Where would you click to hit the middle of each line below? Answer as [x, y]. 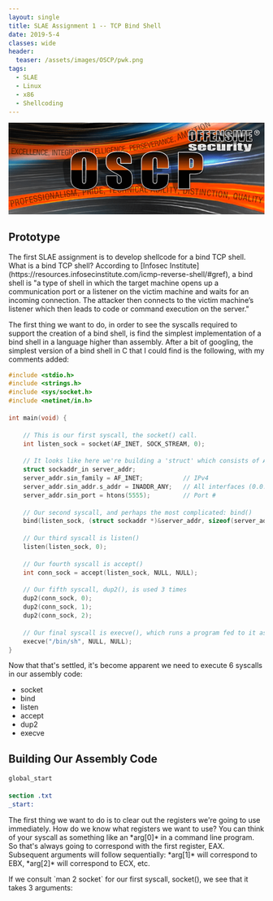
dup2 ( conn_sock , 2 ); [58, 616]
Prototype [35, 237]
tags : [17, 69]
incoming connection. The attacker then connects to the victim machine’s [131, 300]
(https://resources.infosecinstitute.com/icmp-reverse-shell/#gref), [119, 274]
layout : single [34, 17]
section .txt [30, 796]
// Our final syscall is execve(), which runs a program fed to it [139, 633]
